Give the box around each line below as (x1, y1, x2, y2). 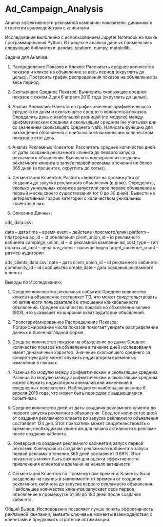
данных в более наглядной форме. (12, 329, 85, 335)
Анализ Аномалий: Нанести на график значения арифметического (12, 103, 151, 109)
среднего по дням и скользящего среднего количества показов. (12, 109, 147, 115)
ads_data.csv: (5, 219, 33, 225)
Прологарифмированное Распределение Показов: (12, 319, 118, 325)
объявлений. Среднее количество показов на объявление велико (12, 304, 150, 310)
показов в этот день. (12, 135, 56, 141)
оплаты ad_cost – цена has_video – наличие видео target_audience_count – (5, 244, 159, 250)
